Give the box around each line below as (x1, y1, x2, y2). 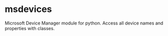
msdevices (5, 3, 52, 15)
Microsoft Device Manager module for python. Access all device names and (5, 20, 163, 26)
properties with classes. (5, 25, 55, 31)
